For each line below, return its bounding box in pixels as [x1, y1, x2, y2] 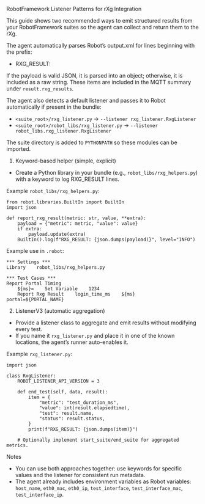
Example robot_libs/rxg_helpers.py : [6, 188, 100, 194]
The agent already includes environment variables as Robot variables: [15, 478, 192, 485]
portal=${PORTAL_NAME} [6, 296, 64, 302]
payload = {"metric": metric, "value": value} [17, 221, 138, 227]
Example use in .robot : [6, 247, 64, 254]
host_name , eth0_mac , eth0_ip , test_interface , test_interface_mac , [15, 484, 183, 491]
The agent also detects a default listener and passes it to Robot [6, 97, 166, 104]
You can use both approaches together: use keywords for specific [15, 465, 182, 472]
